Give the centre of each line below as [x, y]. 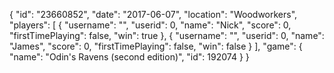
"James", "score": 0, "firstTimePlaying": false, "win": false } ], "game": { [156, 46]
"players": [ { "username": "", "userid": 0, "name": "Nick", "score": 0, [150, 25]
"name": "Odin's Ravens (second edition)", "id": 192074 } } [129, 57]
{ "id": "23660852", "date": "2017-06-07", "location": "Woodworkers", [153, 14]
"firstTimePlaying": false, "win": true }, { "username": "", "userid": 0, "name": [167, 35]
